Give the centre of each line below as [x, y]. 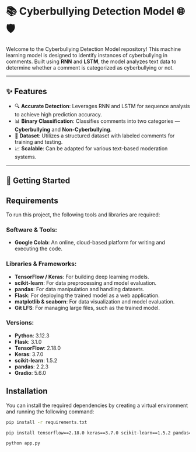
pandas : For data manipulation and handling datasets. [79, 289]
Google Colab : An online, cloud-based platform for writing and [90, 243]
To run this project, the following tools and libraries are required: [83, 215]
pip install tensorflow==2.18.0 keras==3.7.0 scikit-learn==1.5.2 [88, 433]
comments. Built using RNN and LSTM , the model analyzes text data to [91, 61]
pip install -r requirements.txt [47, 422]
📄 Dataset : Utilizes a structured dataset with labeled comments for [94, 136]
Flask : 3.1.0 [28, 341]
